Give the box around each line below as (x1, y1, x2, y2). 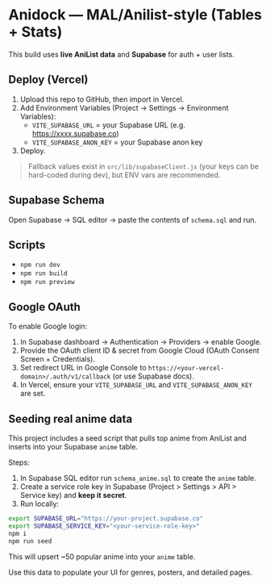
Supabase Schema (8, 194, 105, 207)
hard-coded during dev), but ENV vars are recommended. (27, 169, 221, 179)
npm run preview (19, 278, 75, 286)
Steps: (8, 458, 30, 467)
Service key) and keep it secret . (19, 491, 127, 499)
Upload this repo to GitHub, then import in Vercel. (19, 94, 185, 104)
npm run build (19, 270, 68, 278)
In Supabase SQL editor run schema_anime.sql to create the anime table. (19, 474, 256, 483)
